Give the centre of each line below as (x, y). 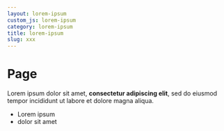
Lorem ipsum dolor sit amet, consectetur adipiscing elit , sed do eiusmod (112, 93)
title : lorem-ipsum (35, 33)
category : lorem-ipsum (40, 26)
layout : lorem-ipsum (37, 14)
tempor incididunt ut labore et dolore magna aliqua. (81, 101)
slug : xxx (22, 40)
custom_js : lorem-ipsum (42, 20)
